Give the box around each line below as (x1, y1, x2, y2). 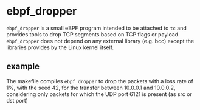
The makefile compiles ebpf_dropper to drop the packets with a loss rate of (6, 77, 193, 84)
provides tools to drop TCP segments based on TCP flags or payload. (6, 30, 181, 38)
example (6, 61, 40, 72)
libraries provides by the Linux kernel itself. (6, 44, 114, 51)
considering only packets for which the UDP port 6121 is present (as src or (6, 90, 193, 98)
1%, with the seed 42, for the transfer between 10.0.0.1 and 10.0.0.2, (6, 84, 176, 91)
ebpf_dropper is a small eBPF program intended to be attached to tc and (6, 24, 187, 32)
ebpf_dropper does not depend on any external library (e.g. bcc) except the (6, 37, 195, 44)
